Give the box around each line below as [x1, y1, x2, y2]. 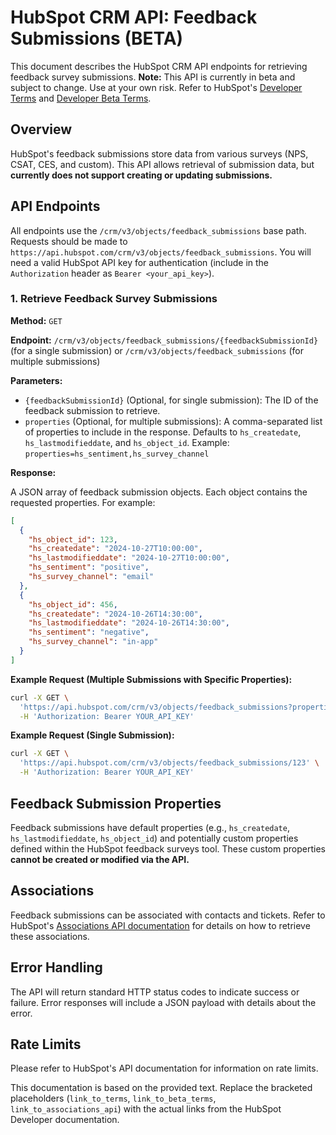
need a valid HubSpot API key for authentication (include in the [10, 256, 270, 268]
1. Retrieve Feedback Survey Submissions [10, 292, 218, 306]
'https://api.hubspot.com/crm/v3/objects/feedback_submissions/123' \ [19, 758, 320, 768]
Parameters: [10, 374, 63, 386]
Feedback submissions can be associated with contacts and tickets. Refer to [10, 909, 326, 921]
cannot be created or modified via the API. [10, 853, 190, 865]
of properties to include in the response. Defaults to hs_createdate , [24, 426, 302, 438]
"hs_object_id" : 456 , [28, 599, 118, 610]
